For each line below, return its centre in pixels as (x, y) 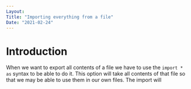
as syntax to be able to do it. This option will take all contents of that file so (96, 74)
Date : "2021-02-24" (30, 22)
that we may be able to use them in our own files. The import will (84, 80)
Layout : (15, 11)
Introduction (37, 51)
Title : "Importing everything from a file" (60, 17)
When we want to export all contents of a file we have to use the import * (95, 67)
